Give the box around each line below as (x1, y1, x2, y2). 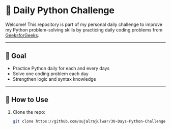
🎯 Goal (5, 52, 26, 60)
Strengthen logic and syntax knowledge (12, 76, 97, 82)
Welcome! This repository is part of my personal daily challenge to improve (5, 21, 163, 27)
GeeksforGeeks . (5, 32, 40, 38)
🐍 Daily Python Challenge (5, 5, 115, 16)
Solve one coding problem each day (12, 71, 89, 77)
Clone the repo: (12, 109, 46, 115)
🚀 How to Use (5, 95, 48, 104)
